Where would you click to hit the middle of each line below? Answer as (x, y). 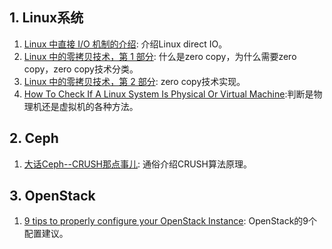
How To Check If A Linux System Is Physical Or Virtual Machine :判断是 (168, 94)
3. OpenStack (52, 196)
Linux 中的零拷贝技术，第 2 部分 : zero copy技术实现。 (134, 81)
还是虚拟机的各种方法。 (90, 106)
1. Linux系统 (46, 18)
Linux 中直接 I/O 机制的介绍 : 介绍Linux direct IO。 (125, 44)
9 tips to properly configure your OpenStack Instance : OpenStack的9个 (170, 221)
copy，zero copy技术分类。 (81, 69)
